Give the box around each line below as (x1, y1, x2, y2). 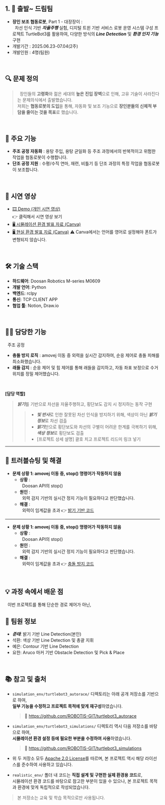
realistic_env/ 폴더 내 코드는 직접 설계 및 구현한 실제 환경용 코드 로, (12, 772, 143, 778)
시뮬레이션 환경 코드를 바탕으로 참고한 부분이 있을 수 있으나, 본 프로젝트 (12, 778, 149, 784)
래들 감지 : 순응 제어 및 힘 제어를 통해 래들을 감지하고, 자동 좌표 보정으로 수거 (12, 364, 159, 370)
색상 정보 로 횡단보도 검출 (36, 430, 84, 436)
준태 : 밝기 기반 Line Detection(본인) (12, 631, 82, 637)
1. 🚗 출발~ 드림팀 (5, 4, 53, 13)
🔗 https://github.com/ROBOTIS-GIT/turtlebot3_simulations (24, 746, 142, 751)
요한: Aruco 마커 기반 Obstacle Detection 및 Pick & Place (12, 650, 125, 656)
